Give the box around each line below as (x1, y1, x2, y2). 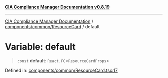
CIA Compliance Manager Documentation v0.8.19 (5, 4, 110, 10)
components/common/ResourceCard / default (5, 24, 100, 29)
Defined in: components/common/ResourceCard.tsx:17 (5, 67, 118, 73)
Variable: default (5, 41, 76, 53)
